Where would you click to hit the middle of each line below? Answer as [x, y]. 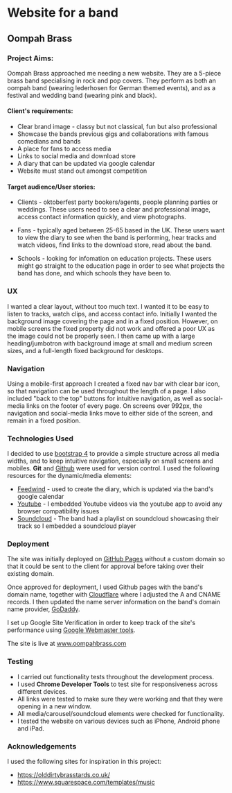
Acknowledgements [42, 746]
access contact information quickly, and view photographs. [102, 217]
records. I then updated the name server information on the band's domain [114, 602]
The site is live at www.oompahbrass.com [67, 644]
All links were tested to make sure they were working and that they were [120, 699]
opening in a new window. [54, 706]
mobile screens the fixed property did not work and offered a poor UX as [111, 328]
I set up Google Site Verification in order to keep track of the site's [101, 623]
